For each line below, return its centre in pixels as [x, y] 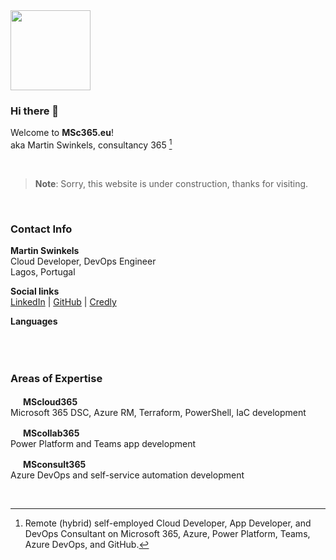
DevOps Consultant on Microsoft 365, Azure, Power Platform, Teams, [167, 533]
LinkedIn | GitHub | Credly [63, 302]
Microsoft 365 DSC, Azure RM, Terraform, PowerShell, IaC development [158, 412]
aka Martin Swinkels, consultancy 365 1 [91, 144]
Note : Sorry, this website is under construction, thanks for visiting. [171, 183]
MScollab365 [51, 433]
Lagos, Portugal [43, 272]
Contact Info [41, 229]
